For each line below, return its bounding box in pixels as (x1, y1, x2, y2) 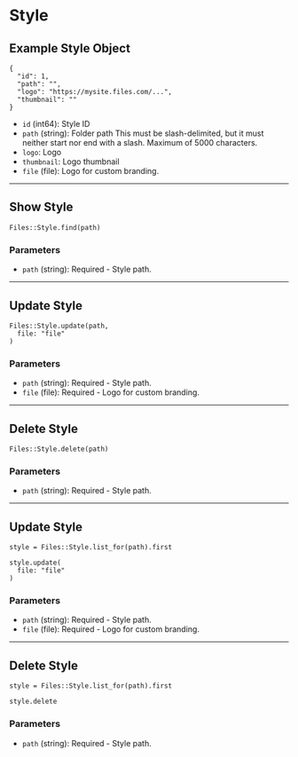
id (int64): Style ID (21, 119, 90, 129)
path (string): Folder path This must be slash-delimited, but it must (21, 128, 264, 138)
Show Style (9, 200, 74, 215)
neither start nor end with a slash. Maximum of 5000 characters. (21, 138, 258, 147)
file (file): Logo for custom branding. (21, 166, 160, 176)
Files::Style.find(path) (9, 223, 101, 232)
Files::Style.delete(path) (9, 445, 109, 453)
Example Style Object (9, 41, 131, 56)
